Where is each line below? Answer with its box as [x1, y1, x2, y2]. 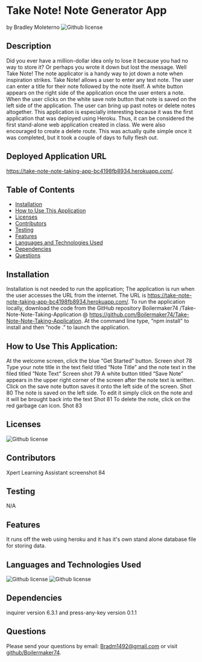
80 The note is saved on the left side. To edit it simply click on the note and [6, 389, 193, 396]
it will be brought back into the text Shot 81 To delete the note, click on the [6, 396, 191, 402]
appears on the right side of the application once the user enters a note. [6, 89, 185, 96]
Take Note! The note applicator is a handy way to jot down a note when [6, 70, 183, 77]
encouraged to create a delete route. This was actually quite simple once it [6, 127, 192, 134]
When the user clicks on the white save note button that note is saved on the [6, 95, 197, 102]
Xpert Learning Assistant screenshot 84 [6, 469, 106, 476]
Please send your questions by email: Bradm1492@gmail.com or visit [6, 642, 178, 649]
